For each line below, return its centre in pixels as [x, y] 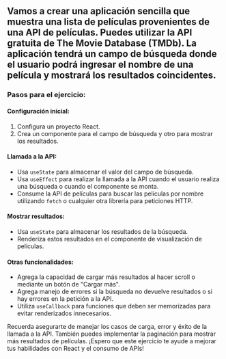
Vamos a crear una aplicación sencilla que [99, 11]
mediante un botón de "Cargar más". [69, 284]
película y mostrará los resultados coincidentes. [112, 76]
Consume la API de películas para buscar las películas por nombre [110, 194]
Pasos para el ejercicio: [46, 95]
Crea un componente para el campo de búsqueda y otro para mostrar [115, 133]
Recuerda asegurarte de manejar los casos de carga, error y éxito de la [107, 327]
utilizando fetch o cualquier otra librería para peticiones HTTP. [105, 200]
